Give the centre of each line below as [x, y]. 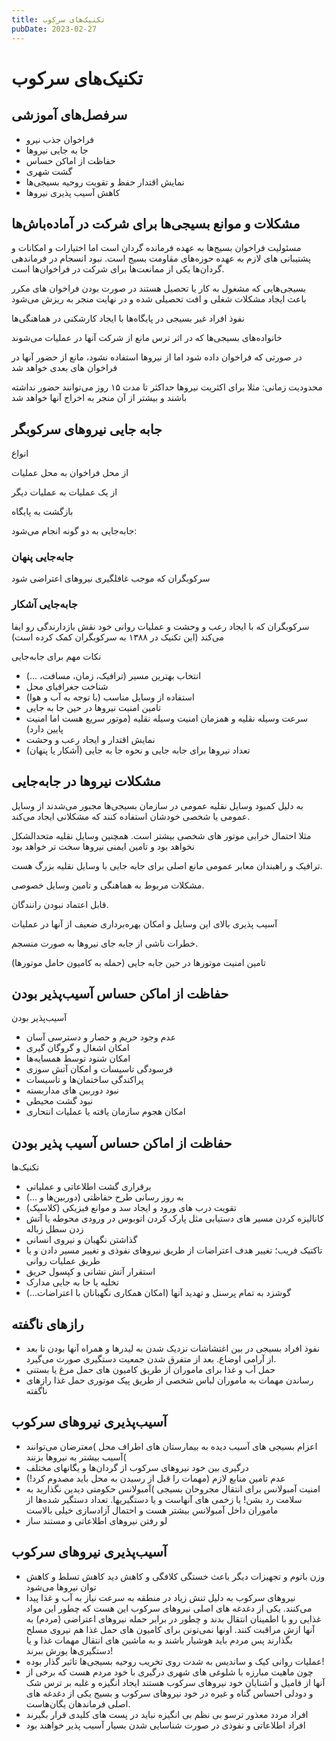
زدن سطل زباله [54, 1229]
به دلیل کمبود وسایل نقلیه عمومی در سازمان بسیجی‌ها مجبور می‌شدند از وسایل [157, 805]
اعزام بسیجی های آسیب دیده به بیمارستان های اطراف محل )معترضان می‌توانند [171, 1446]
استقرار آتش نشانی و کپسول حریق [90, 1272]
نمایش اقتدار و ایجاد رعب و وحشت [90, 739]
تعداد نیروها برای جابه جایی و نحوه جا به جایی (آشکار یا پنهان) [138, 750]
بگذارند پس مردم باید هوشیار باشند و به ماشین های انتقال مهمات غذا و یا [159, 1640]
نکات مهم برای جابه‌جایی [56, 656]
